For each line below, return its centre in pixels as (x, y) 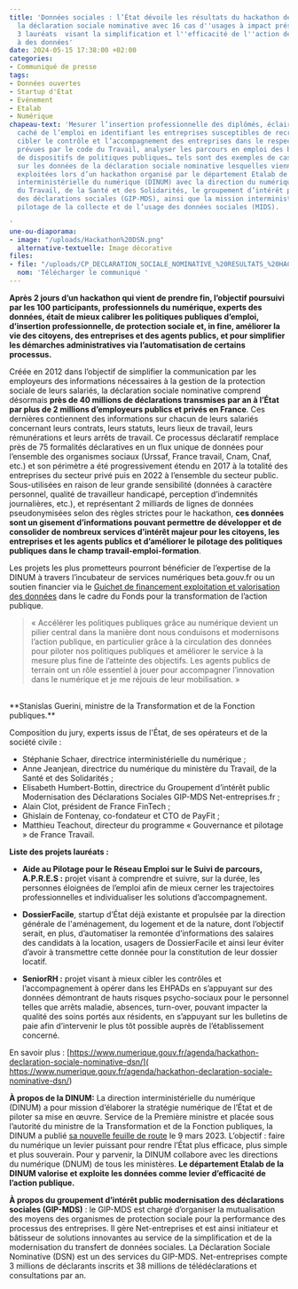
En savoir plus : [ (39, 1052)
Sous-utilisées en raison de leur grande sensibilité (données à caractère (141, 484)
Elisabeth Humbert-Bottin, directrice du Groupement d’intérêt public (146, 787)
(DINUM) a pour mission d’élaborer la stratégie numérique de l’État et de (141, 1107)
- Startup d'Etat (41, 91)
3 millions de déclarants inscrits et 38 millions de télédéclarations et (133, 1266)
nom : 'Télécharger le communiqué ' (83, 273)
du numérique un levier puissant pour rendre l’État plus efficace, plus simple (149, 1144)
